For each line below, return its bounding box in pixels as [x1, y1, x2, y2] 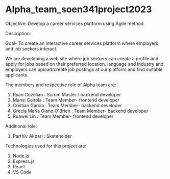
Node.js [12, 152, 30, 159]
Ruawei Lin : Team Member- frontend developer [12, 113, 114, 119]
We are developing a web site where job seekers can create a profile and [5, 55, 159, 62]
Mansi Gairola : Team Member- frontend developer [12, 97, 120, 103]
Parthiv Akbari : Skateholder [12, 133, 72, 139]
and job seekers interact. [5, 45, 58, 52]
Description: [5, 30, 31, 36]
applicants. [5, 71, 29, 78]
